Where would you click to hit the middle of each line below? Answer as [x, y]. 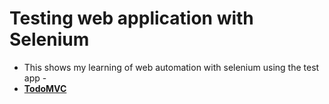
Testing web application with [131, 18]
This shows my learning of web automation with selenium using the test [171, 67]
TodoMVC [45, 88]
